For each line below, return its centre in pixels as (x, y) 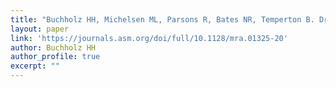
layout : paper (40, 29)
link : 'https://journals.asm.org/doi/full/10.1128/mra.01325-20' (149, 38)
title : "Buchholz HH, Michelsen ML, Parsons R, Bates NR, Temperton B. (162, 19)
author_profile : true (55, 57)
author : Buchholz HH (53, 47)
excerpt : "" (35, 66)
